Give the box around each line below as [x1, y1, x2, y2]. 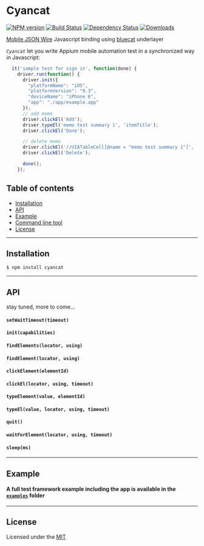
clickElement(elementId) [6, 368, 69, 374]
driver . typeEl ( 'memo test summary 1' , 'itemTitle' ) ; [22, 122, 159, 128]
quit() [6, 419, 23, 425]
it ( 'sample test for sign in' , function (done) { [12, 65, 137, 72]
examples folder [6, 492, 46, 499]
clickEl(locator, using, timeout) [6, 381, 94, 387]
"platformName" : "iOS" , [28, 83, 88, 89]
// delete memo [22, 138, 61, 145]
